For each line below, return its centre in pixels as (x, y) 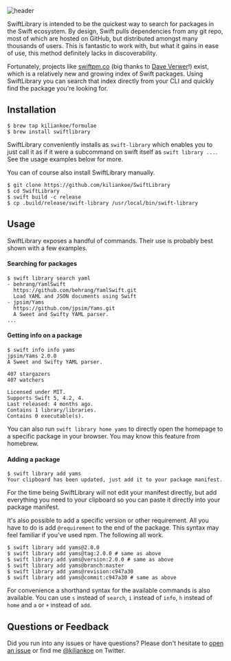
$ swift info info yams (41, 350)
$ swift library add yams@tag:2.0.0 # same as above (84, 554)
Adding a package (34, 459)
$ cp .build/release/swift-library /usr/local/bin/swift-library (102, 203)
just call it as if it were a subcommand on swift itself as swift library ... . (112, 152)
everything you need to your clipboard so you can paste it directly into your (114, 500)
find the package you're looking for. (58, 88)
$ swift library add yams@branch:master (66, 566)
